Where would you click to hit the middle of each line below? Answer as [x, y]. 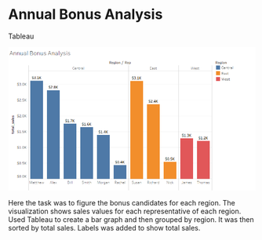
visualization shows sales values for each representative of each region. [125, 211]
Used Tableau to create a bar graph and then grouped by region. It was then [131, 220]
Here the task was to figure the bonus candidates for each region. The [122, 203]
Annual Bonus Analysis [86, 15]
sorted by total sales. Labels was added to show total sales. [104, 228]
